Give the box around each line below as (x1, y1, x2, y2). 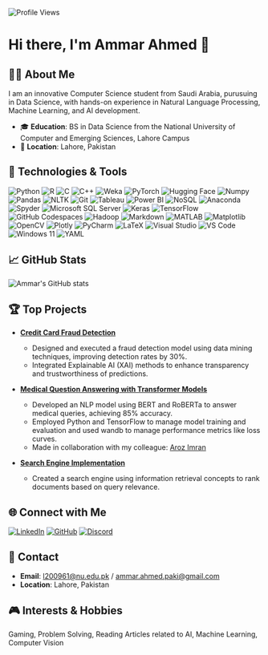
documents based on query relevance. (31, 482, 160, 492)
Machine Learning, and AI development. (8, 106, 140, 115)
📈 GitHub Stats (8, 253, 87, 267)
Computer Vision (8, 637, 64, 647)
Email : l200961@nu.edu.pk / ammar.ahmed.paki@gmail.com (19, 572, 220, 581)
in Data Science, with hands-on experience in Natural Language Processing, (8, 97, 261, 107)
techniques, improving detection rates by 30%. (31, 352, 188, 362)
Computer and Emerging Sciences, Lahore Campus (19, 133, 190, 143)
